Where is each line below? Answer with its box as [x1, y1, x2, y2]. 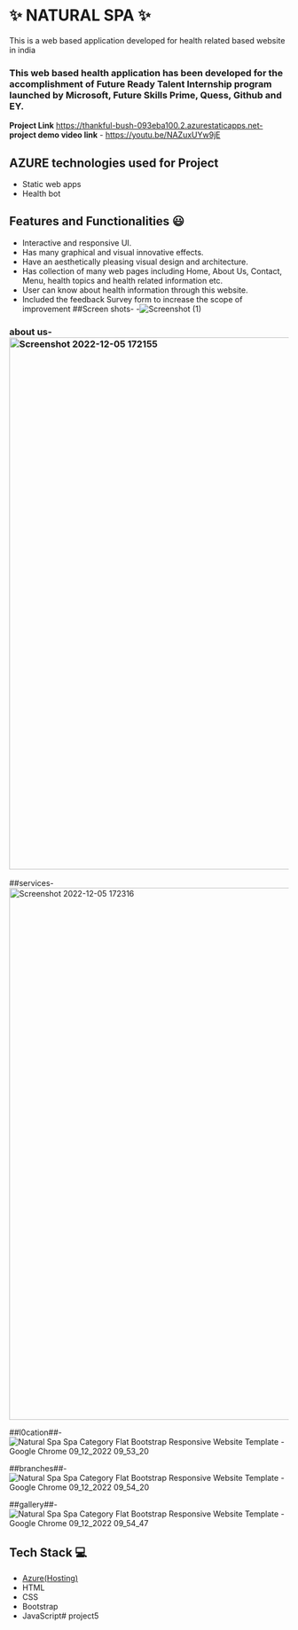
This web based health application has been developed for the [9, 67, 284, 79]
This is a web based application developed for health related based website [9, 35, 286, 45]
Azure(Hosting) [21, 1572, 78, 1583]
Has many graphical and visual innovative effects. [21, 247, 204, 257]
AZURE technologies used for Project [9, 155, 219, 170]
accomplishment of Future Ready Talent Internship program [9, 77, 272, 90]
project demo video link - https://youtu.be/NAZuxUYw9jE [9, 129, 221, 140]
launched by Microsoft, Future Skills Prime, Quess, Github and [9, 89, 282, 101]
